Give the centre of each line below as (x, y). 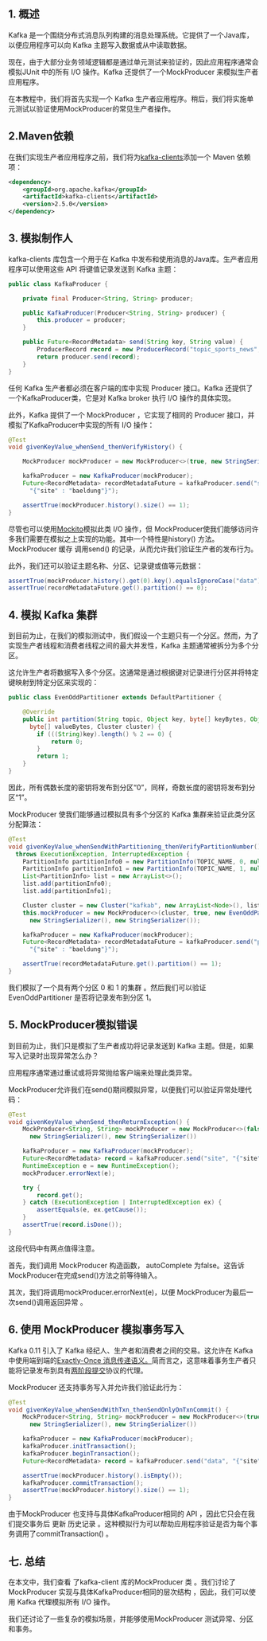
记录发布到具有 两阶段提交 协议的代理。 (85, 1370)
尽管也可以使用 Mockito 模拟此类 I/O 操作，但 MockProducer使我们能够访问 (130, 529)
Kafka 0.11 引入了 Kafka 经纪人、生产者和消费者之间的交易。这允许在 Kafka (131, 1350)
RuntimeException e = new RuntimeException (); (101, 1165)
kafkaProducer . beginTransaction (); (81, 1453)
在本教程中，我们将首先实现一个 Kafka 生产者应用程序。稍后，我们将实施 (128, 99)
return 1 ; (53, 756)
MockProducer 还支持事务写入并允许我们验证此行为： (96, 1387)
